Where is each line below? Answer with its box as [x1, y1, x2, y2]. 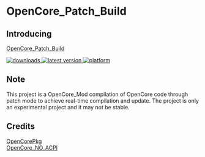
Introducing [6, 29, 52, 39]
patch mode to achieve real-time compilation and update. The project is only [6, 97, 199, 104]
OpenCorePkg [6, 137, 42, 145]
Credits [6, 121, 35, 132]
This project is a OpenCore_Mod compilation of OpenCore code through [6, 90, 188, 98]
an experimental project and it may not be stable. [6, 103, 130, 111]
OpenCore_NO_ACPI [6, 144, 58, 151]
